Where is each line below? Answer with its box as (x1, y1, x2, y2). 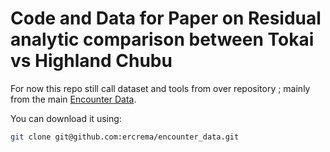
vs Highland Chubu (10, 50, 173, 72)
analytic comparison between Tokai (10, 28, 315, 51)
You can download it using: (10, 112, 122, 124)
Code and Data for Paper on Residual (10, 7, 322, 30)
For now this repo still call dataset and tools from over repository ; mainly (10, 82, 311, 94)
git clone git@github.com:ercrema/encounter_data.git (10, 132, 240, 142)
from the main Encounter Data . (10, 93, 137, 105)
